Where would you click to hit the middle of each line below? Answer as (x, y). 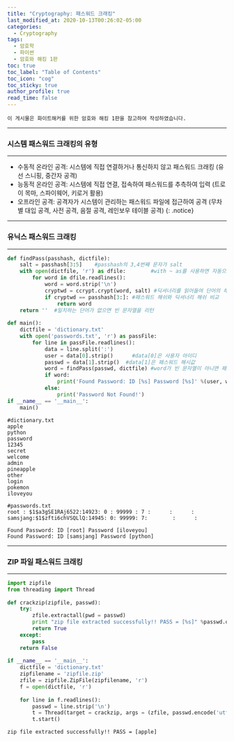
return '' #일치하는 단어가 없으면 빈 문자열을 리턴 (87, 310)
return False (39, 648)
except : (31, 635)
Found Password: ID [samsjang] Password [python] (81, 536)
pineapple (22, 469)
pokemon (18, 487)
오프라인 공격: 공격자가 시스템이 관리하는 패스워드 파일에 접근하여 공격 (112, 202)
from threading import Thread (51, 589)
